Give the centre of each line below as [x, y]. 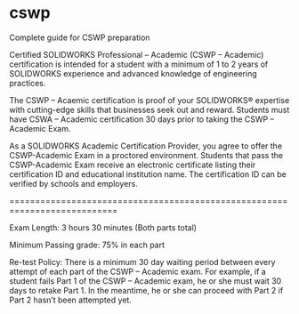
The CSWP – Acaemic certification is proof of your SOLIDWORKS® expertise [149, 100]
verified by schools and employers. [73, 183]
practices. [28, 83]
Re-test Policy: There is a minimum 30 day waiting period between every [142, 262]
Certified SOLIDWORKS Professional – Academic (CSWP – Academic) [137, 54]
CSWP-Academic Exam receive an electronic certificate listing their [133, 165]
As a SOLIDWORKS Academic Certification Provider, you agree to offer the [146, 146]
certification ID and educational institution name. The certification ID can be [148, 174]
